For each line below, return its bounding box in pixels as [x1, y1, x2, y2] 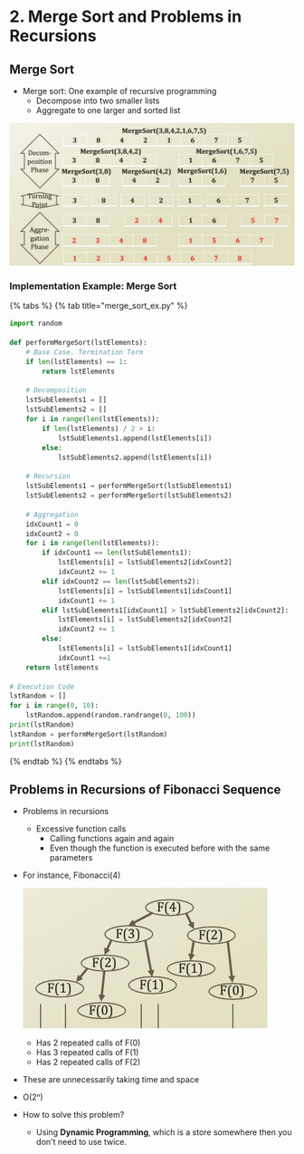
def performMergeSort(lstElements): [9, 338, 147, 348]
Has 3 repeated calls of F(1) [35, 1047, 139, 1058]
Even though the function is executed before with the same [49, 842, 271, 853]
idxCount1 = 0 [25, 519, 79, 529]
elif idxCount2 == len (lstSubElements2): [42, 577, 201, 586]
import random [9, 319, 63, 328]
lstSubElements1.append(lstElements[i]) [57, 433, 213, 443]
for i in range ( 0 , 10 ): [9, 701, 100, 710]
